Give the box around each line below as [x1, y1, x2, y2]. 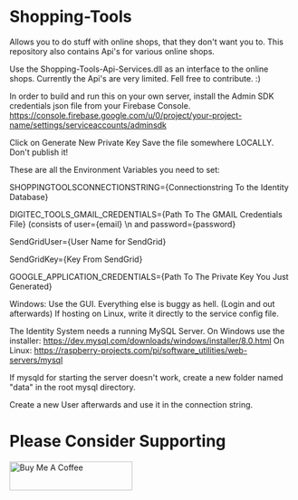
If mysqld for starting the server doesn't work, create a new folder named [9, 371, 284, 382]
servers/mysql [9, 354, 63, 365]
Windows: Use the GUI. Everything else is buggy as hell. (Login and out [9, 298, 275, 309]
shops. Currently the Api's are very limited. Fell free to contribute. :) [9, 72, 261, 83]
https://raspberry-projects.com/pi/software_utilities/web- [34, 344, 247, 355]
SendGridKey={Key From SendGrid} [9, 254, 143, 264]
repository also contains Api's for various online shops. [9, 45, 216, 56]
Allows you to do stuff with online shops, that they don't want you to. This [9, 36, 284, 47]
